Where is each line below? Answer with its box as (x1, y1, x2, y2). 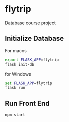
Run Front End (5, 99, 50, 108)
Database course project (5, 20, 56, 26)
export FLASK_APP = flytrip (5, 57, 59, 62)
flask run (5, 85, 26, 90)
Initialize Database (5, 34, 64, 43)
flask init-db (5, 62, 35, 67)
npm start (5, 112, 26, 118)
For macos (5, 47, 27, 53)
